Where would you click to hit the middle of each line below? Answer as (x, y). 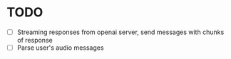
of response (35, 40)
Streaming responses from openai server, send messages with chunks (120, 32)
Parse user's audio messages (60, 48)
